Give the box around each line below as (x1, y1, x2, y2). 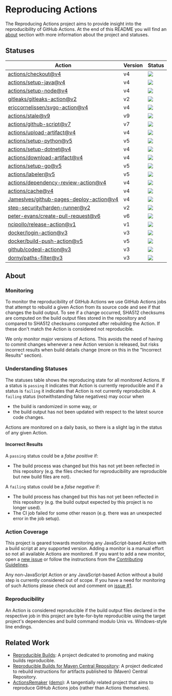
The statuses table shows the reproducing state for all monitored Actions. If (5, 377, 165, 383)
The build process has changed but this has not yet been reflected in (12, 493, 159, 500)
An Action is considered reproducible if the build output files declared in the (5, 607, 166, 613)
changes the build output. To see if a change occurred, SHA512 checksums (5, 309, 165, 316)
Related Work (5, 638, 50, 647)
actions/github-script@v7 (8, 120, 71, 127)
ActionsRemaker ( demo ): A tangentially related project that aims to (12, 680, 154, 686)
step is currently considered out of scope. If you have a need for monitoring (5, 577, 166, 583)
